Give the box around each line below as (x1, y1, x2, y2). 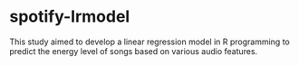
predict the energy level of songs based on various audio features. (9, 45, 258, 56)
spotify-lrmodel (9, 6, 130, 27)
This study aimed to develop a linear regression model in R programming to (9, 36, 290, 47)
